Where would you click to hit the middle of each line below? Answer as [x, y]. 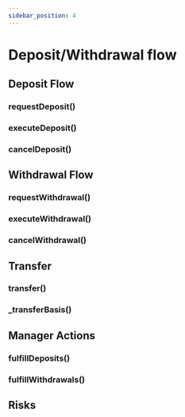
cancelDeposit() [40, 149]
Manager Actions [52, 336]
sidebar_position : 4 [42, 15]
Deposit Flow [41, 84]
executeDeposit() [42, 128]
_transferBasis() [40, 310]
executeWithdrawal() [50, 219]
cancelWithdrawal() [48, 241]
